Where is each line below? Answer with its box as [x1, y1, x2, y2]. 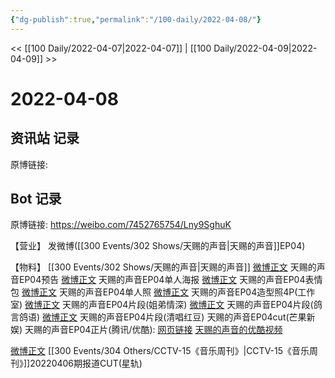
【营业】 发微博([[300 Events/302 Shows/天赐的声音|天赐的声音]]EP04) [10, 240, 306, 252]
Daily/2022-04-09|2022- [213, 42, 318, 54]
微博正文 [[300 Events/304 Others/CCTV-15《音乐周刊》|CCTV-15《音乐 [10, 345, 310, 357]
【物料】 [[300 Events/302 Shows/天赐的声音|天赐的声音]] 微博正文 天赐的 [10, 261, 317, 273]
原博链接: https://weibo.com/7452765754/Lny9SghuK [10, 219, 232, 231]
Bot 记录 [10, 191, 62, 208]
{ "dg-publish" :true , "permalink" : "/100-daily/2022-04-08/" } [10, 14, 262, 25]
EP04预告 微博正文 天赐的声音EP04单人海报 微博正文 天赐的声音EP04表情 [18, 274, 323, 286]
